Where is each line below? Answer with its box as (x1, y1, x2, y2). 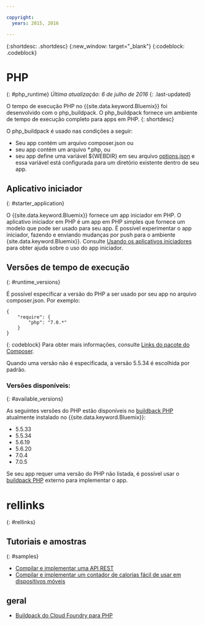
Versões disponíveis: (6, 381, 71, 390)
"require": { (17, 314, 51, 320)
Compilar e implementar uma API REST (15, 565, 114, 572)
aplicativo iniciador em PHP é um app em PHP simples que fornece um (6, 218, 185, 226)
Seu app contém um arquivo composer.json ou (15, 140, 134, 147)
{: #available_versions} (6, 395, 63, 403)
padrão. (6, 366, 26, 374)
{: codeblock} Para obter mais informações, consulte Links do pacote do (6, 341, 190, 348)
